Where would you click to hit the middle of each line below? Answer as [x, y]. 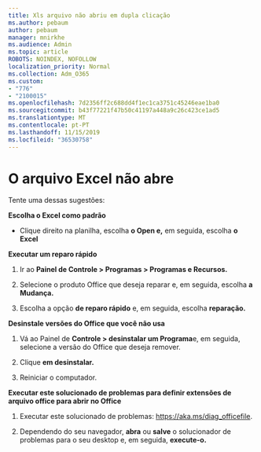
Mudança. [37, 293]
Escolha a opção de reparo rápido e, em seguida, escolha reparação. [132, 308]
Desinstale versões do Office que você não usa [86, 324]
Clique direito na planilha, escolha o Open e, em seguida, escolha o [129, 231]
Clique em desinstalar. [57, 362]
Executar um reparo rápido [53, 254]
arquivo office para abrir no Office [65, 401]
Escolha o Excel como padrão [57, 215]
